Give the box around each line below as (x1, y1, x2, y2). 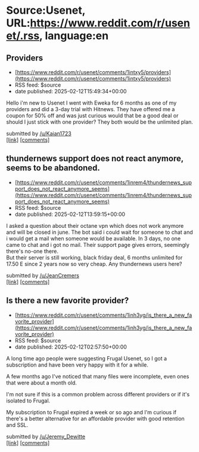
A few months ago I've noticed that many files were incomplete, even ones (6, 372, 189, 380)
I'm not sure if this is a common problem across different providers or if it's (6, 390, 190, 398)
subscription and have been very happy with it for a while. (6, 361, 149, 368)
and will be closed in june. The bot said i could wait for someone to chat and (6, 228, 194, 236)
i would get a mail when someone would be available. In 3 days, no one (6, 234, 181, 242)
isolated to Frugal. (6, 397, 51, 404)
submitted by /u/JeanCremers (6, 271, 79, 279)
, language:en (39, 29, 109, 42)
